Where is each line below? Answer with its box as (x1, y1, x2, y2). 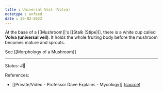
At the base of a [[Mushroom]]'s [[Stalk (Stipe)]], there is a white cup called (5, 30, 156, 35)
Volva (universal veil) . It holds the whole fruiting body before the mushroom (5, 34, 158, 40)
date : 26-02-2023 (5, 16, 42, 21)
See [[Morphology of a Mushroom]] (5, 49, 76, 55)
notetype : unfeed (5, 12, 42, 16)
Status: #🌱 (5, 63, 26, 69)
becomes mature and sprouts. (5, 40, 65, 46)
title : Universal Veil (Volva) (5, 7, 70, 12)
